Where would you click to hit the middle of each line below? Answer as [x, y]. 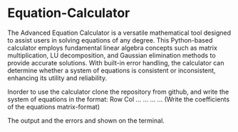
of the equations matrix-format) [54, 106]
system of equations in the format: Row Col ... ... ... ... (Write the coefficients [119, 99]
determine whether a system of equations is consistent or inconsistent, [112, 70]
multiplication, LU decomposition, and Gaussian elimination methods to [112, 55]
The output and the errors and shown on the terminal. [86, 120]
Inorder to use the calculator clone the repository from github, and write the [118, 92]
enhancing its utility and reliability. [57, 78]
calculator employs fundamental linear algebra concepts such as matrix [112, 48]
